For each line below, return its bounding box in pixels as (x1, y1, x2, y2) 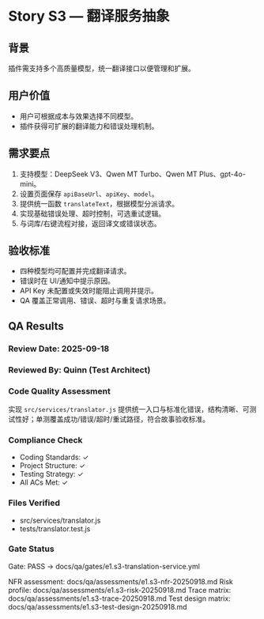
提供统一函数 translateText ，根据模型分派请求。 (19, 198, 179, 208)
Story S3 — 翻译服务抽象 (8, 7, 170, 25)
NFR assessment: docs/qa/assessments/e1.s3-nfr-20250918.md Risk (8, 576, 233, 586)
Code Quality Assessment (8, 385, 111, 396)
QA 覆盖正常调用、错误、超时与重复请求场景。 (19, 296, 171, 305)
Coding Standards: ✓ (19, 452, 89, 462)
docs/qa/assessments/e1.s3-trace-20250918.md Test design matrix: (8, 594, 231, 603)
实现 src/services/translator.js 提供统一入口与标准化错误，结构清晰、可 (8, 404, 251, 413)
